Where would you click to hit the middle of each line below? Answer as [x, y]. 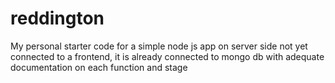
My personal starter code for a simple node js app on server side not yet [159, 46]
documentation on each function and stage [99, 67]
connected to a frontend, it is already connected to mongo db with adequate [167, 56]
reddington [57, 18]
